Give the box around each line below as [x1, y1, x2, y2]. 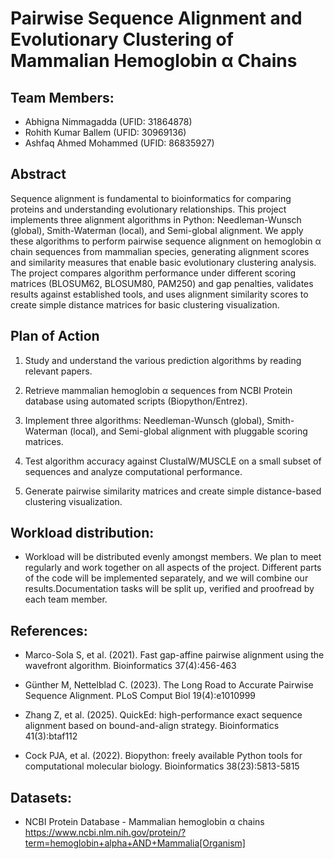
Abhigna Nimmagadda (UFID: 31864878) [24, 116, 193, 127]
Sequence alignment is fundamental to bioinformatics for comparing [10, 192, 292, 204]
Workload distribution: [10, 525, 155, 542]
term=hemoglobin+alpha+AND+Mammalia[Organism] [24, 837, 246, 849]
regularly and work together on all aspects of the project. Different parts [24, 562, 322, 574]
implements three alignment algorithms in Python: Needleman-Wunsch [10, 213, 302, 226]
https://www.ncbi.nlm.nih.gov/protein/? [24, 827, 187, 839]
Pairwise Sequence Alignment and [10, 7, 303, 30]
